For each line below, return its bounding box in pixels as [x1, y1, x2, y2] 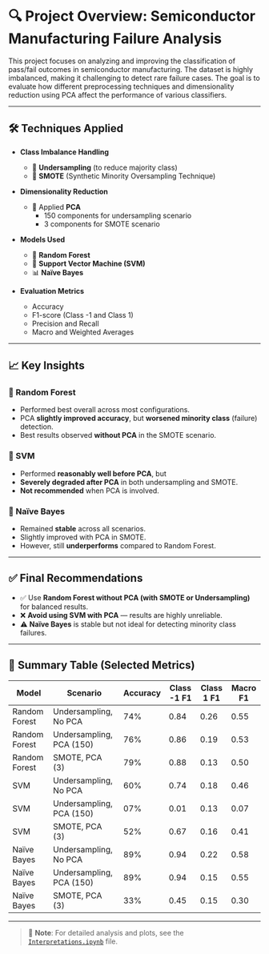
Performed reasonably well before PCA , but [19, 468, 167, 478]
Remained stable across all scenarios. [19, 524, 147, 534]
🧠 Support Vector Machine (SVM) [31, 259, 146, 268]
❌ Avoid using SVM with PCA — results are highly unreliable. [19, 610, 223, 619]
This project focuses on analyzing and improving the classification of [8, 56, 236, 66]
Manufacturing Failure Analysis [8, 30, 223, 48]
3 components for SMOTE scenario [43, 218, 160, 229]
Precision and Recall [31, 319, 99, 328]
